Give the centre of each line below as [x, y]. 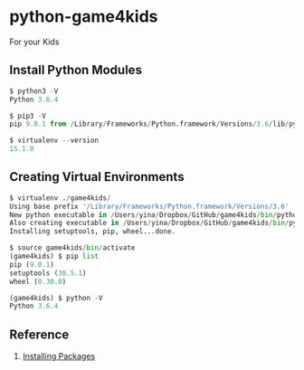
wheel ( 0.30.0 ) [38, 281]
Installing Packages [59, 356]
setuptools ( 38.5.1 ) [48, 273]
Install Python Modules [76, 70]
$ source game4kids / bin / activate [72, 248]
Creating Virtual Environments [97, 177]
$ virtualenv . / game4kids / [60, 198]
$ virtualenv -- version [54, 141]
